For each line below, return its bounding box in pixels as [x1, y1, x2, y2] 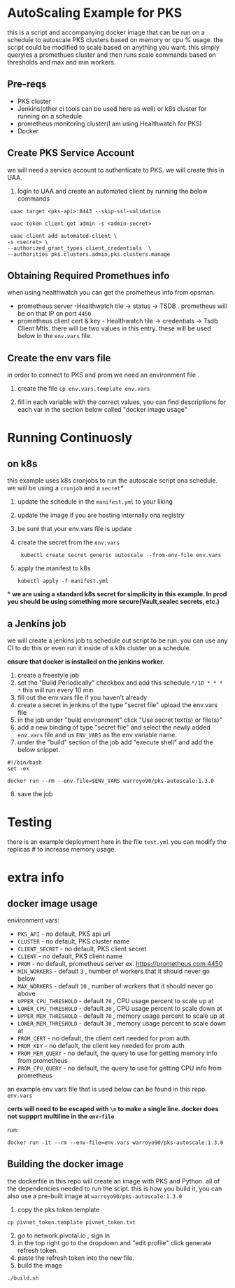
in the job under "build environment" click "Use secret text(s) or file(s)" [17, 716, 222, 724]
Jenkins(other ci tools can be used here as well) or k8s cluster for [17, 104, 207, 113]
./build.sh [7, 1275, 39, 1282]
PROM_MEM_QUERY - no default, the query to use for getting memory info [17, 1049, 218, 1057]
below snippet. [17, 746, 61, 753]
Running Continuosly [7, 430, 133, 446]
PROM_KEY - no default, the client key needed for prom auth [17, 1041, 185, 1049]
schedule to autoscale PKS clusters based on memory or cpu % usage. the [7, 35, 224, 43]
